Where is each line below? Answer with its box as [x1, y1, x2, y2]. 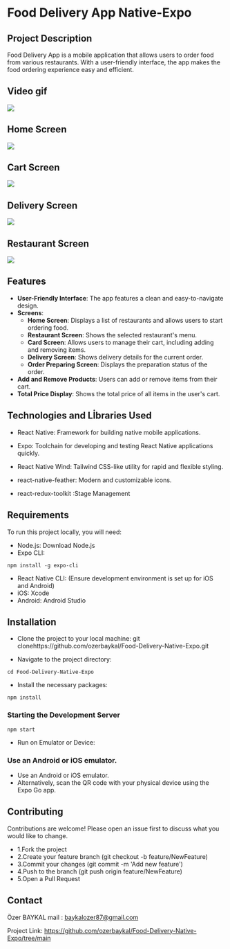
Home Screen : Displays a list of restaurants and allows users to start [27, 316, 223, 324]
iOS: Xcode [17, 589, 50, 597]
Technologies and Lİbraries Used [7, 410, 152, 422]
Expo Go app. [17, 786, 57, 794]
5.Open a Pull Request [17, 874, 81, 883]
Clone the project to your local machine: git [17, 635, 140, 643]
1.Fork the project [17, 845, 67, 853]
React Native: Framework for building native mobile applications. [17, 428, 201, 436]
